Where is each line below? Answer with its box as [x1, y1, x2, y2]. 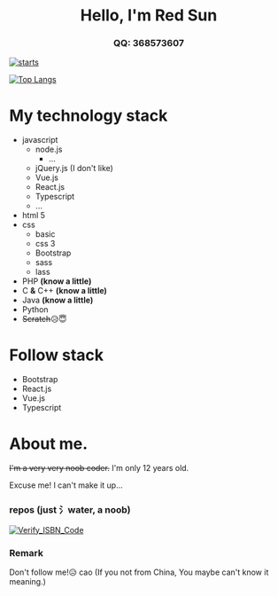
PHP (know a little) [21, 276, 92, 286]
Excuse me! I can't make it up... [9, 480, 124, 490]
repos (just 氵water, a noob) [9, 504, 131, 516]
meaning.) [9, 576, 47, 586]
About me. [9, 434, 89, 453]
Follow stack [9, 345, 104, 365]
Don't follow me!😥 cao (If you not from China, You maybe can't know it [9, 567, 269, 577]
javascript [21, 135, 58, 145]
